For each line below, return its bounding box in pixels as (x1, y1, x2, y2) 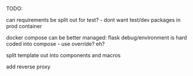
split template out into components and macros (6, 52, 121, 58)
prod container (6, 23, 42, 29)
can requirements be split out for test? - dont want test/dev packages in (6, 16, 181, 23)
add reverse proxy (6, 63, 51, 70)
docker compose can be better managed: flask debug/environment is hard (6, 34, 187, 41)
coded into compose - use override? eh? (6, 41, 105, 47)
